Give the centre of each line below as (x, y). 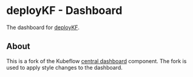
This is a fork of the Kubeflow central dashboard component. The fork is (96, 61)
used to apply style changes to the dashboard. (64, 67)
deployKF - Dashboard (64, 11)
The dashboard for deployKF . (43, 27)
